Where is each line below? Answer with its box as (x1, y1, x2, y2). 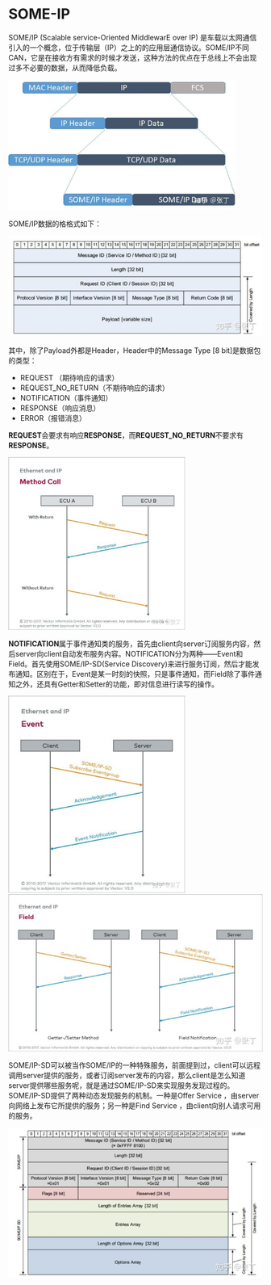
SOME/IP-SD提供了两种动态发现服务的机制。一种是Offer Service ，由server (8, 1090, 260, 1100)
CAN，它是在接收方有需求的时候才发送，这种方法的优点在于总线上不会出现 (8, 52, 257, 62)
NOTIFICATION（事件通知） (19, 393, 113, 402)
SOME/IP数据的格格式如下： (8, 219, 102, 229)
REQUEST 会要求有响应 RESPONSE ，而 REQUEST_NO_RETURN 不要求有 (8, 430, 244, 440)
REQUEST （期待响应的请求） (19, 372, 119, 382)
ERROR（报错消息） (19, 413, 86, 422)
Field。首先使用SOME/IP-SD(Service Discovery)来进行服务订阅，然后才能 (8, 659, 252, 669)
